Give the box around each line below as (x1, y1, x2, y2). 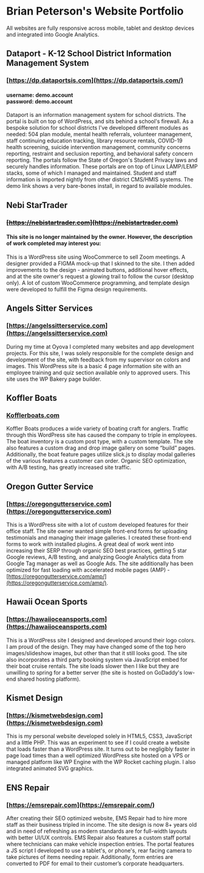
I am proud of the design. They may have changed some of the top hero (6, 643, 186, 650)
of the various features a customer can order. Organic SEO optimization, (6, 457, 187, 465)
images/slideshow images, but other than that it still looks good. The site (6, 649, 188, 656)
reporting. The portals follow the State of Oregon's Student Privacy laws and (6, 156, 198, 164)
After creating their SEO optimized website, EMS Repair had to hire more (6, 815, 188, 822)
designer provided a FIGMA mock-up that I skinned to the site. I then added (6, 260, 195, 267)
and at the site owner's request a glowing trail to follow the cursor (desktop (6, 273, 194, 280)
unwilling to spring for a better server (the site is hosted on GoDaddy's (6, 669, 183, 676)
